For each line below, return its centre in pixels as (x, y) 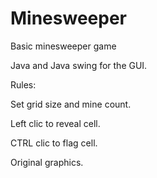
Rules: (23, 84)
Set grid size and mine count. (71, 104)
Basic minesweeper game (63, 46)
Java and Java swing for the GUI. (79, 65)
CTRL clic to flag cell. (54, 143)
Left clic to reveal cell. (55, 123)
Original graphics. (47, 162)
